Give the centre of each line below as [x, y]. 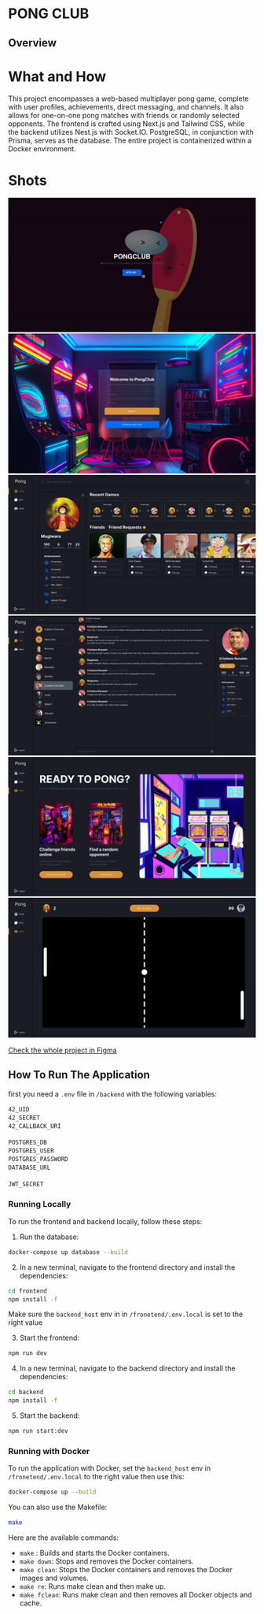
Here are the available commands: [64, 1538]
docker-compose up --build [52, 1492]
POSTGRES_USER [31, 1151]
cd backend [26, 1392]
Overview [33, 43]
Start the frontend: [49, 1338]
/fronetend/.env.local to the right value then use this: [96, 1477]
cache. [31, 1603]
